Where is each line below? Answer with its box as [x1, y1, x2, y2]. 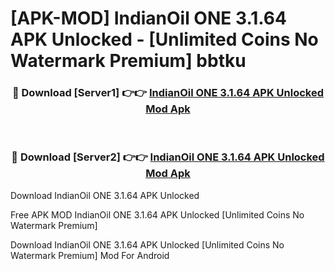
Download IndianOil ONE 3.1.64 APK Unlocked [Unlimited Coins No [10, 238, 285, 251]
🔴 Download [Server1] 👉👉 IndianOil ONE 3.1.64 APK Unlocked [11, 86, 325, 100]
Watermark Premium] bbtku [10, 50, 247, 72]
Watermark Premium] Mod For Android [10, 249, 170, 261]
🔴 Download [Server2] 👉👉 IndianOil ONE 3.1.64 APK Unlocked [11, 150, 325, 164]
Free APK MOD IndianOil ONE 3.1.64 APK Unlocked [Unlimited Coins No [10, 208, 305, 221]
